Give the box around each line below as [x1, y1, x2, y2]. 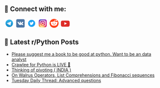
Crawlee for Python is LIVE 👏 [11, 61, 71, 67]
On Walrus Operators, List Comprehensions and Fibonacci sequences [11, 72, 155, 78]
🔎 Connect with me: [4, 5, 66, 13]
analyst [11, 56, 27, 62]
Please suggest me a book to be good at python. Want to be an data [11, 51, 152, 57]
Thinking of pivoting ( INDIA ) [11, 67, 71, 73]
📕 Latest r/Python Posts [4, 38, 79, 46]
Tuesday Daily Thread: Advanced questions [11, 77, 101, 83]
